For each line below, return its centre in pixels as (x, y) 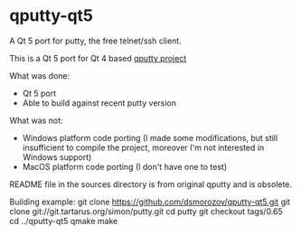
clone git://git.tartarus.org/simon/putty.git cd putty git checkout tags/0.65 (146, 211)
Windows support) (57, 157)
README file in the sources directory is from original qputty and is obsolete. (150, 184)
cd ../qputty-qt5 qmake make (64, 221)
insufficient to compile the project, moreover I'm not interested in (143, 147)
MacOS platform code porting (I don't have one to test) (125, 166)
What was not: (36, 120)
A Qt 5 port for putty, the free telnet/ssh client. (96, 41)
